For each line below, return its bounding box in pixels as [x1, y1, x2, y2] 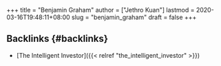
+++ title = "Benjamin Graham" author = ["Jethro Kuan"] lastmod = [6, 6, 195, 14]
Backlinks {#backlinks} [6, 33, 108, 45]
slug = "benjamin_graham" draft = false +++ [71, 13, 197, 21]
